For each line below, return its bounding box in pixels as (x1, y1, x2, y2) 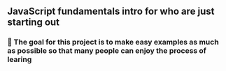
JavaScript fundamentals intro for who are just (7, 6, 215, 17)
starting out (7, 17, 60, 29)
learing (7, 55, 32, 65)
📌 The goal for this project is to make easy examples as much (7, 38, 219, 47)
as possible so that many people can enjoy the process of (7, 46, 206, 56)
